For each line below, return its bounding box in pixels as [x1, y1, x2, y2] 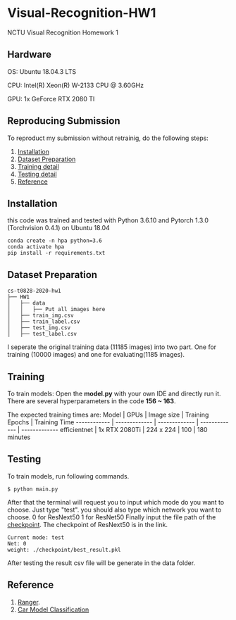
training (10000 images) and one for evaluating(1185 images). [7, 350, 185, 359]
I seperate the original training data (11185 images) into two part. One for [7, 343, 217, 351]
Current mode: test [7, 533, 65, 541]
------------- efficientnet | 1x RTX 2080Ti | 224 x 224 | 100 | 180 [20, 426, 208, 434]
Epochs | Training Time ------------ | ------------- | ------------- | [7, 418, 199, 426]
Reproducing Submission [7, 115, 120, 127]
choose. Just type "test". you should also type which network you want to [7, 505, 222, 514]
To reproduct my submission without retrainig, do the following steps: [7, 134, 209, 142]
